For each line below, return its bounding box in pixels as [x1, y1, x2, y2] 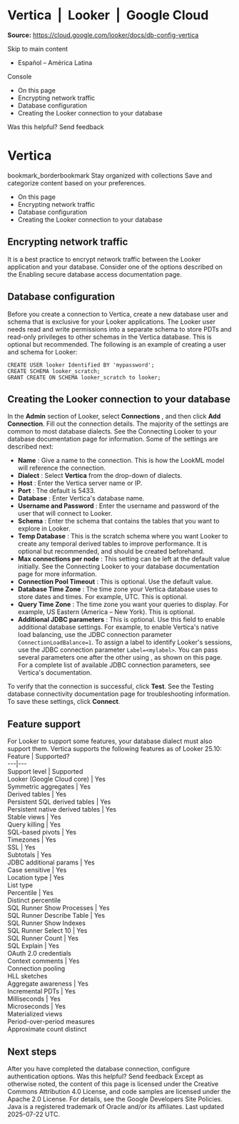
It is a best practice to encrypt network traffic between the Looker [7, 255, 201, 263]
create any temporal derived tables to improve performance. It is [17, 539, 208, 548]
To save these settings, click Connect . [7, 698, 121, 706]
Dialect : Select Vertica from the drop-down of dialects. [17, 471, 183, 480]
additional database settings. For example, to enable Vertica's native [17, 623, 219, 631]
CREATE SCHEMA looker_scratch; [7, 367, 101, 374]
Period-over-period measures [7, 1017, 95, 1026]
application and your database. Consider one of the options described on [7, 262, 223, 271]
